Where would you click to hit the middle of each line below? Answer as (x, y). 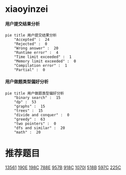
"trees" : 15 (28, 110)
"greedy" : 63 (30, 119)
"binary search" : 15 (37, 97)
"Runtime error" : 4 (36, 53)
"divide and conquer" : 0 (42, 115)
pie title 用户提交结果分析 (31, 36)
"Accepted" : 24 (32, 40)
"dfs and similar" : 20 (40, 128)
